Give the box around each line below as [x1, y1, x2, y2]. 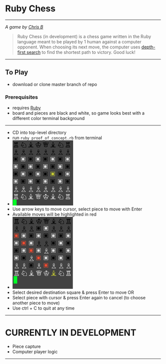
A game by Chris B [5, 24, 43, 30]
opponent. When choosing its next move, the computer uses [17, 44, 141, 50]
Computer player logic [12, 349, 58, 355]
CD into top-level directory [12, 129, 67, 136]
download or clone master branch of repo [12, 81, 97, 87]
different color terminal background [12, 116, 85, 121]
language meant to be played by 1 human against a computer [17, 39, 142, 44]
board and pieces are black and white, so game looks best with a [12, 110, 145, 116]
